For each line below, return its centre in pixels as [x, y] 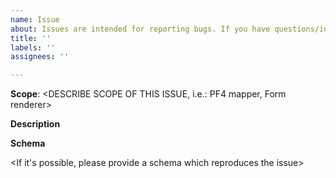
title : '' [31, 38]
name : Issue [35, 19]
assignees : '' [40, 57]
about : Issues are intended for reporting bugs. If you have [140, 29]
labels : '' [33, 47]
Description [35, 124]
